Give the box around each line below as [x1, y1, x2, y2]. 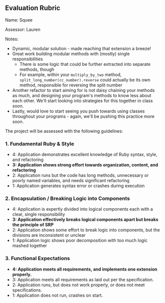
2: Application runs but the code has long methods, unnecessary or [12, 172, 149, 178]
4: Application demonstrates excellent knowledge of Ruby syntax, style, [12, 152, 158, 158]
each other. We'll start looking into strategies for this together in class [12, 98, 153, 104]
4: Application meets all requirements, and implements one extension [12, 266, 158, 272]
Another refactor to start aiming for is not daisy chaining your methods [12, 87, 155, 93]
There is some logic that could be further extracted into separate [19, 61, 151, 67]
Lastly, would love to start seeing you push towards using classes [12, 108, 145, 114]
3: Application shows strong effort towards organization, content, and [12, 162, 158, 168]
